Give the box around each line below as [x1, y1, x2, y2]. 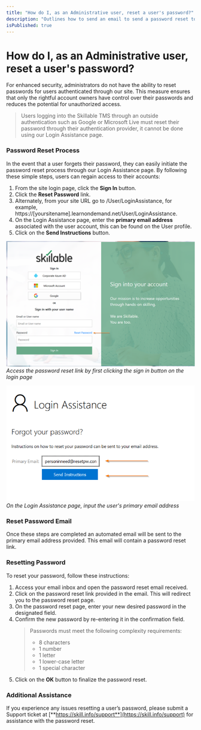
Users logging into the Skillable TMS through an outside [20, 112, 159, 119]
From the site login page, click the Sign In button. [14, 184, 136, 191]
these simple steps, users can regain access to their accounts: [6, 173, 160, 180]
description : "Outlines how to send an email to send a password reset [6, 16, 188, 22]
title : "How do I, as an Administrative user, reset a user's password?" [6, 10, 194, 16]
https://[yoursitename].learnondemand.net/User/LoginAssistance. [14, 210, 178, 217]
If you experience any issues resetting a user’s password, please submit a [6, 705, 188, 712]
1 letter [38, 651, 56, 659]
